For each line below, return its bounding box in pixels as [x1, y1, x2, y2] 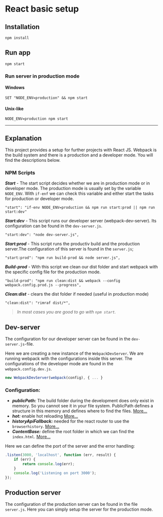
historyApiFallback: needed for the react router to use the [12, 418, 130, 424]
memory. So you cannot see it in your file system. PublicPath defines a [12, 403, 153, 409]
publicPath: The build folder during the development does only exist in [12, 398, 154, 404]
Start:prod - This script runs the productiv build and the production [5, 241, 140, 247]
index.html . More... [12, 434, 51, 439]
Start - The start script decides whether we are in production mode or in [5, 180, 150, 186]
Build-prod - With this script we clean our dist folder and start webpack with [5, 264, 158, 270]
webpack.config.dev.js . [5, 366, 52, 372]
